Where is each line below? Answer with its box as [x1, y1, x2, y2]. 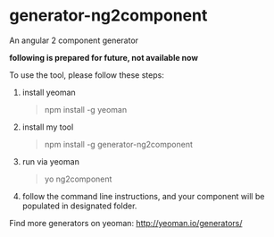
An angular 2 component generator [9, 35, 139, 46]
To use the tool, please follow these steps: [9, 69, 165, 80]
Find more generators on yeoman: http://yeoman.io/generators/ [9, 217, 243, 228]
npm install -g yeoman [44, 104, 128, 114]
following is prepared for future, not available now [9, 52, 199, 63]
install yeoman [21, 87, 76, 97]
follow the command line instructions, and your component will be [21, 190, 265, 201]
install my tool [21, 122, 74, 132]
